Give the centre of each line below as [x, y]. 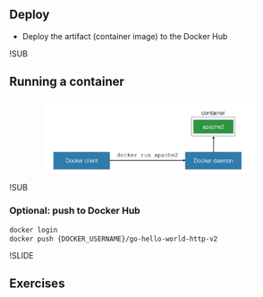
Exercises [37, 284]
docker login [34, 230]
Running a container [67, 82]
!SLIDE [21, 255]
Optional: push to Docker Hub [75, 210]
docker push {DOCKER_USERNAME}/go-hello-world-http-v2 [114, 239]
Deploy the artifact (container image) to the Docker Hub [125, 36]
